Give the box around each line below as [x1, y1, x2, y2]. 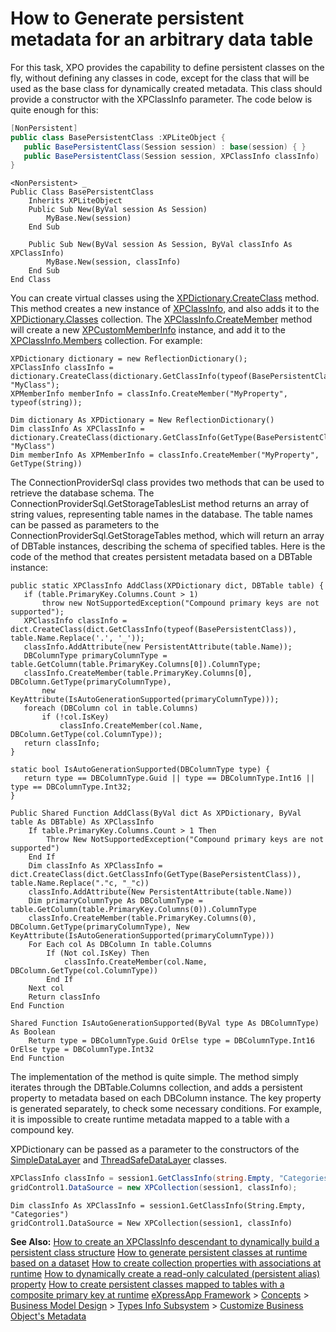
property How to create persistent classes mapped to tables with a [10, 1278, 285, 1291]
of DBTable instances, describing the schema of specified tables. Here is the [10, 540, 326, 552]
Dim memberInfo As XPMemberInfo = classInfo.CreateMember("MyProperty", [10, 450, 320, 461]
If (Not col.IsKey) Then [46, 948, 150, 959]
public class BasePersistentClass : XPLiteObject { [10, 132, 226, 142]
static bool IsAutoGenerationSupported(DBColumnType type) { [10, 765, 271, 775]
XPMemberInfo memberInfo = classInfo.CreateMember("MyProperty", [10, 389, 288, 399]
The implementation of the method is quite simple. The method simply [10, 1071, 299, 1083]
